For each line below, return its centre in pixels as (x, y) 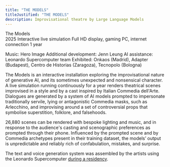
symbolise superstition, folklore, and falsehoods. (56, 112)
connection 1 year (24, 45)
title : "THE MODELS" (27, 10)
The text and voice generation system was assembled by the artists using (82, 154)
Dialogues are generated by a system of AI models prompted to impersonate (85, 96)
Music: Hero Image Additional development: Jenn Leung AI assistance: (79, 54)
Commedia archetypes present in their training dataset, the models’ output (83, 138)
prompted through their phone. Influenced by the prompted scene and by (82, 133)
